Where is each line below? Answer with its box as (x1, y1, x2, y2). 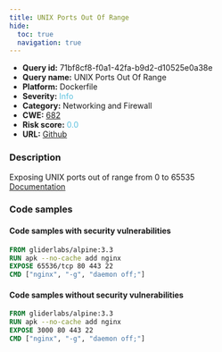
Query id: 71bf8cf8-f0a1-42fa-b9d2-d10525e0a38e (21, 63, 213, 73)
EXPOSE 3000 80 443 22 (9, 326, 94, 335)
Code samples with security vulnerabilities (9, 225, 171, 237)
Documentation (9, 180, 66, 192)
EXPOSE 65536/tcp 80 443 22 (9, 262, 114, 271)
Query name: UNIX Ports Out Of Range (21, 72, 167, 83)
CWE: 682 (21, 110, 61, 121)
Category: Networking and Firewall (21, 100, 152, 112)
